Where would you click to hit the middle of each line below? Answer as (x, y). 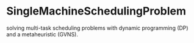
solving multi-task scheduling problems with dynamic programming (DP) (97, 28)
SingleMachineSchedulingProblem (96, 11)
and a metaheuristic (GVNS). (42, 34)
